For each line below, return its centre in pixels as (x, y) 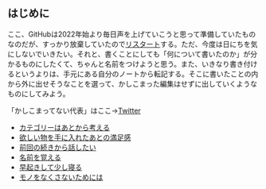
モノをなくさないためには (61, 177)
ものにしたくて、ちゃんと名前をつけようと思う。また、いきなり (125, 64)
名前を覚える (40, 157)
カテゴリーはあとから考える (65, 127)
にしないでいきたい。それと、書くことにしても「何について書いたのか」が (129, 54)
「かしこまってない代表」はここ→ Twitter (74, 110)
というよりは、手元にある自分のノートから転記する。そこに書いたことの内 (136, 74)
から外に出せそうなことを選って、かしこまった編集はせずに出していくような (133, 83)
